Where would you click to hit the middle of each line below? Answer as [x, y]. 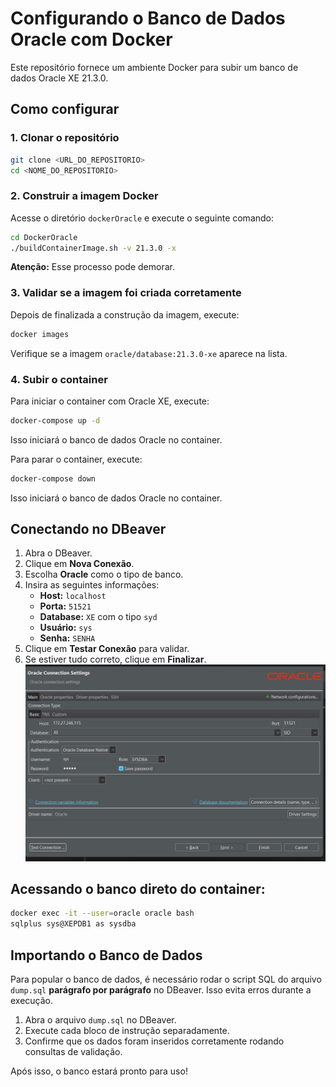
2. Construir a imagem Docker [84, 196]
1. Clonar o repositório [65, 138]
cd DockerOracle [44, 237]
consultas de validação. [73, 1052]
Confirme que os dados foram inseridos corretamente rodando [154, 1041]
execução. [32, 1001]
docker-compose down [53, 478]
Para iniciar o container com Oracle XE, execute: [110, 401]
